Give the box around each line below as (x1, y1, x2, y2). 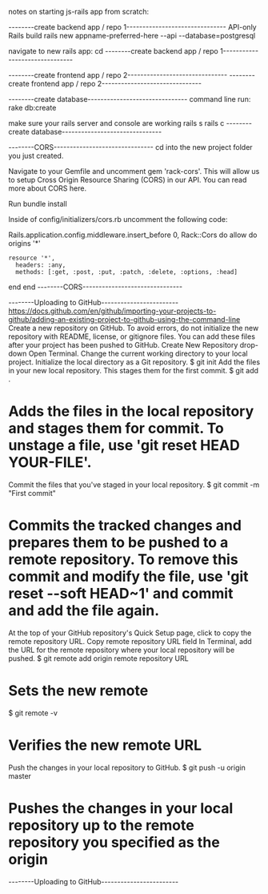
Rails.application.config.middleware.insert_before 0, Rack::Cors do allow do (8, 230, 258, 240)
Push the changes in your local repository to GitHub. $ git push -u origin (8, 763, 246, 772)
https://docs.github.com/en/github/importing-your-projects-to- (8, 306, 217, 316)
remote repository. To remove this (8, 550, 238, 569)
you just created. (8, 151, 64, 160)
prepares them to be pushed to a (8, 534, 229, 552)
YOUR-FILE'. (8, 453, 92, 472)
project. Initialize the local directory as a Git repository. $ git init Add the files (8, 357, 261, 367)
